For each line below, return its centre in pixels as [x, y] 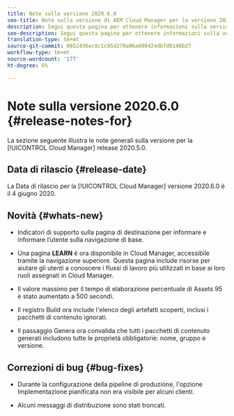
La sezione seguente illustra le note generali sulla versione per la [100, 140]
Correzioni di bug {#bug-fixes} [76, 368]
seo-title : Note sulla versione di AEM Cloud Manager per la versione [112, 20]
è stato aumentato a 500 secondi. [65, 296]
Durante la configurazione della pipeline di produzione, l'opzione [110, 384]
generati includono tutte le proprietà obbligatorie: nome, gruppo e [111, 338]
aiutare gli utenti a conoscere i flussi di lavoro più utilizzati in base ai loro [121, 268]
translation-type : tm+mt [43, 40]
